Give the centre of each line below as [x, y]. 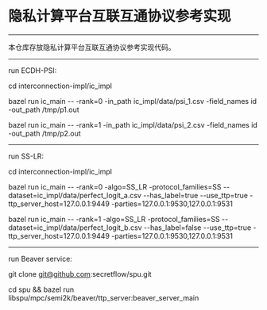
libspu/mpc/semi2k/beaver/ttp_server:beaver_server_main [104, 297]
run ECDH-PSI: [33, 70]
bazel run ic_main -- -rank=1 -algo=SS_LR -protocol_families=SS [114, 219]
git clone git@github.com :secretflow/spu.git [80, 274]
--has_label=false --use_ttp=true [197, 228]
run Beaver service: [41, 258]
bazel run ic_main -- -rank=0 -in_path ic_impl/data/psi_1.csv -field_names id [132, 101]
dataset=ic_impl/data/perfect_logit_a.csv [75, 195]
